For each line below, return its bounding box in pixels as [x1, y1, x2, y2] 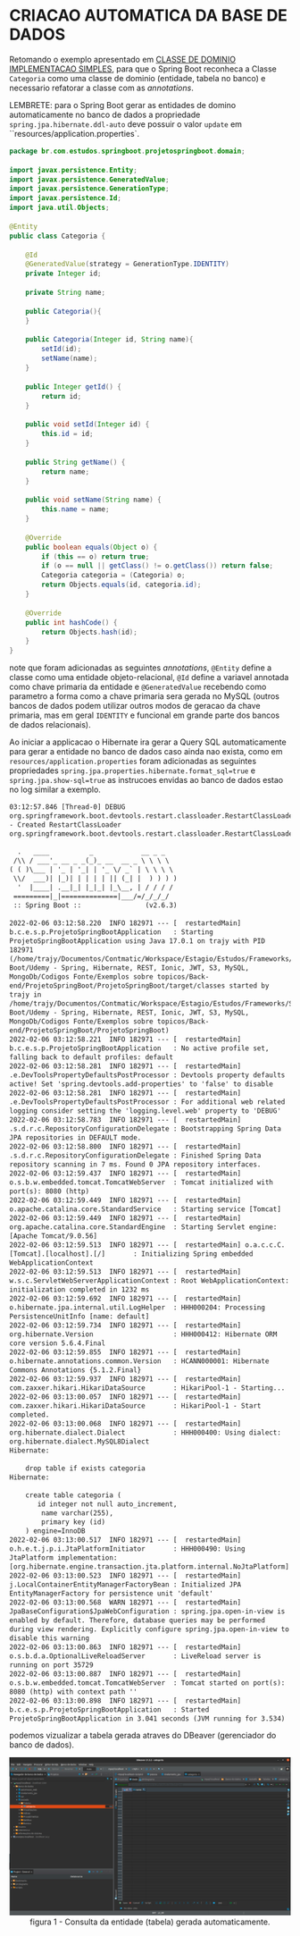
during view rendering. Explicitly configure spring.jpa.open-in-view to [9, 1625, 290, 1634]
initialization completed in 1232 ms [9, 1285, 150, 1294]
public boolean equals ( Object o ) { [25, 543, 158, 551]
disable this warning [9, 1634, 90, 1643]
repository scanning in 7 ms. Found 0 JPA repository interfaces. [9, 1160, 262, 1169]
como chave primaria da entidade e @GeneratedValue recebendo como [9, 681, 267, 693]
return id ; [41, 391, 82, 400]
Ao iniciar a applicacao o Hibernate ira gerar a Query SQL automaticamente [9, 737, 287, 747]
